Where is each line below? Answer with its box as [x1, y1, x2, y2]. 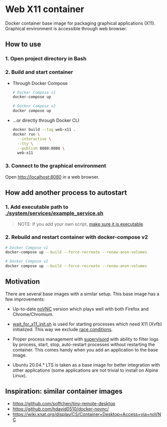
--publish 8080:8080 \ [17, 146, 65, 151]
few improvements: [5, 296, 45, 302]
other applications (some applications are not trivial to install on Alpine [12, 367, 158, 373]
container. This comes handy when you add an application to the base [12, 347, 158, 353]
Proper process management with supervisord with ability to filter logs [12, 336, 158, 342]
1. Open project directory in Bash [5, 55, 87, 62]
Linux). [12, 372, 27, 378]
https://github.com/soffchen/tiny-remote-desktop [12, 400, 116, 406]
